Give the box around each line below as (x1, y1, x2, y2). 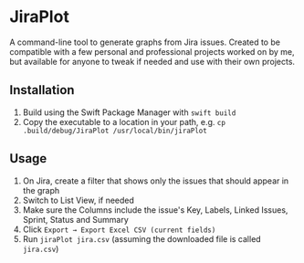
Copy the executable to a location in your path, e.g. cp (22, 116, 226, 127)
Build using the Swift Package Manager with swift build (22, 107, 236, 118)
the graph (22, 184, 60, 195)
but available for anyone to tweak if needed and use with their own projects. (9, 56, 295, 67)
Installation (9, 82, 75, 98)
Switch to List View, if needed (22, 195, 135, 205)
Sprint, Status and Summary (22, 214, 130, 225)
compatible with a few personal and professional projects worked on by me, (9, 46, 295, 57)
